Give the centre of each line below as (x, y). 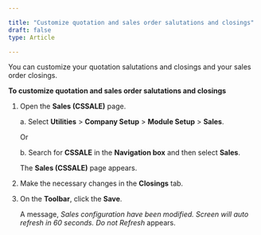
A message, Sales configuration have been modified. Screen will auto (134, 214)
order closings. (33, 76)
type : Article (32, 37)
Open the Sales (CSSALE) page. (73, 106)
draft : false (30, 30)
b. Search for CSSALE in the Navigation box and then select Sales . (130, 153)
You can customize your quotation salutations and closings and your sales (130, 67)
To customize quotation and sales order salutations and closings (117, 91)
